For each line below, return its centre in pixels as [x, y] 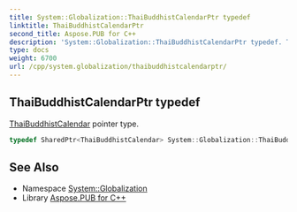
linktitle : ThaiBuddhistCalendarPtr [76, 26]
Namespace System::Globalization [84, 189]
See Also [34, 167]
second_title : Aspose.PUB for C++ [73, 34]
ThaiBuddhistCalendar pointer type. [74, 124]
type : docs [29, 50]
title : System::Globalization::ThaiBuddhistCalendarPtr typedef [130, 17]
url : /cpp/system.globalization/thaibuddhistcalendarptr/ [118, 67]
